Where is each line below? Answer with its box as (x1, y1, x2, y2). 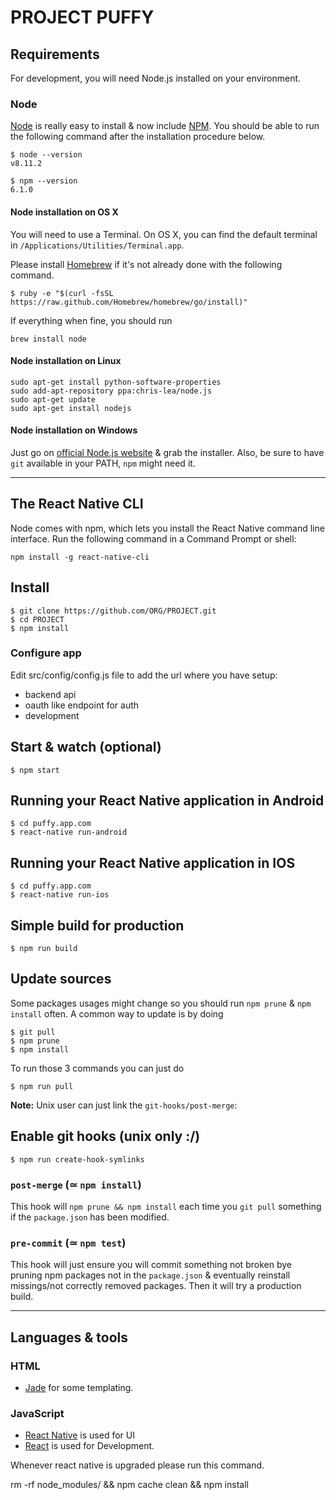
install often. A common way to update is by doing (10, 1007, 224, 1020)
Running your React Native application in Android (10, 792, 325, 810)
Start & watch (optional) (10, 739, 162, 756)
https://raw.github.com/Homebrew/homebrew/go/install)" (10, 297, 248, 307)
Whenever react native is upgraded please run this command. (10, 1459, 265, 1471)
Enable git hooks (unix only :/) (10, 1128, 201, 1145)
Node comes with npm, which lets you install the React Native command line (10, 522, 325, 534)
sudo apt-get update (10, 394, 97, 405)
